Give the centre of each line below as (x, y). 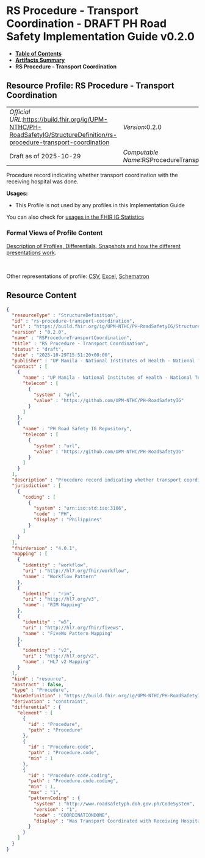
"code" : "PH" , (52, 514)
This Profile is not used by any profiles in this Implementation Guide (100, 205)
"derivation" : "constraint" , (50, 702)
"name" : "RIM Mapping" (53, 605)
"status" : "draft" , (38, 349)
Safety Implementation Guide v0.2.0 (101, 37)
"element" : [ (35, 713)
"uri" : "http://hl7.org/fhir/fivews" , (73, 628)
